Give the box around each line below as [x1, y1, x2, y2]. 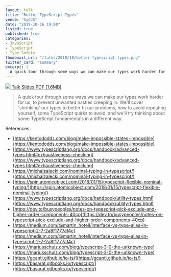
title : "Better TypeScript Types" [5, 12, 79, 17]
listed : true [5, 27, 33, 32]
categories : [5, 36, 31, 41]
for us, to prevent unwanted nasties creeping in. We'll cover [17, 99, 143, 105]
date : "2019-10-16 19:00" [5, 21, 60, 27]
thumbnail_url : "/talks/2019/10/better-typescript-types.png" [5, 55, 140, 60]
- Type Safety [5, 50, 36, 55]
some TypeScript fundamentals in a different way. [17, 116, 123, 122]
